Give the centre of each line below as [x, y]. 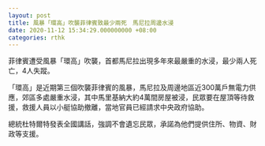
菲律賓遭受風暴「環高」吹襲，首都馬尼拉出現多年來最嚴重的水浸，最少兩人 [129, 61]
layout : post [30, 15]
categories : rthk [37, 37]
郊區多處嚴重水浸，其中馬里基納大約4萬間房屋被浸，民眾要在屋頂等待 [135, 97]
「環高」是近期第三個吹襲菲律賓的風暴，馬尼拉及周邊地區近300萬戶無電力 [129, 88]
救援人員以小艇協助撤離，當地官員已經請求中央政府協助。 [115, 107]
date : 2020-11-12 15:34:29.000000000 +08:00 [82, 30]
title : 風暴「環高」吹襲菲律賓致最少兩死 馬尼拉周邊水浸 [91, 23]
